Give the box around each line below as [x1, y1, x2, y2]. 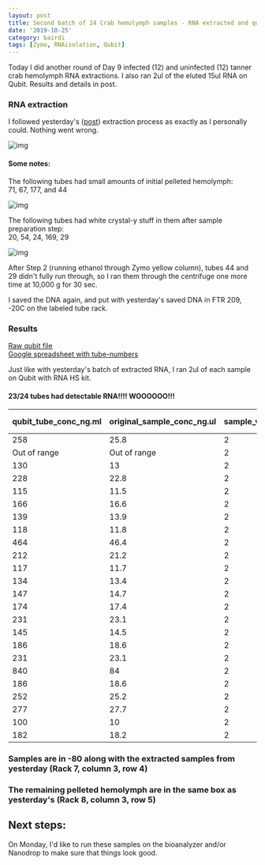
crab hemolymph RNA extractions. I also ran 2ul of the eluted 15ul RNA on [8, 71, 248, 81]
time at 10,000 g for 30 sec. [8, 280, 98, 289]
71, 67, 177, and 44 [8, 185, 68, 194]
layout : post [8, 11, 51, 20]
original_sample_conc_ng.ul [109, 416, 217, 427]
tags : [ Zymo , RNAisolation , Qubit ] [8, 41, 125, 49]
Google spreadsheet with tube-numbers [8, 349, 139, 359]
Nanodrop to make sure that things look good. [8, 848, 158, 857]
